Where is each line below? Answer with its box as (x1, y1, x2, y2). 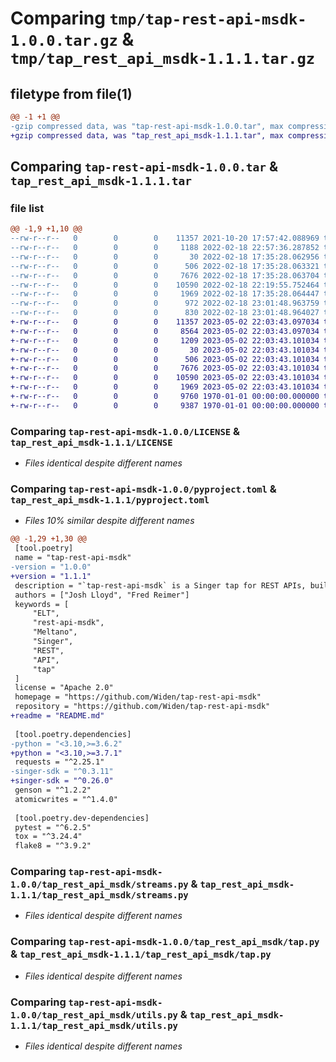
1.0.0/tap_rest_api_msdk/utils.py (10, 1009, 178, 1021)
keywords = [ (14, 599, 70, 609)
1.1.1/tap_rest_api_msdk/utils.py (10, 1020, 178, 1031)
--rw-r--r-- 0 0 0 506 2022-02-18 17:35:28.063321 (10, 261, 320, 271)
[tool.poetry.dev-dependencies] (14, 813, 150, 823)
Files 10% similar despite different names (24, 515, 195, 527)
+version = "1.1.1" (10, 571, 92, 581)
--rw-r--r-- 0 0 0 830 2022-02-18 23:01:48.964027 (10, 308, 320, 318)
